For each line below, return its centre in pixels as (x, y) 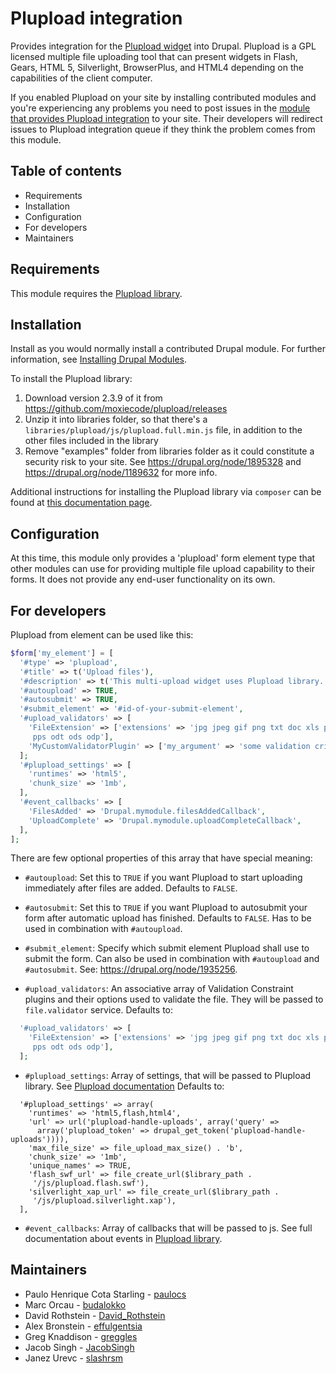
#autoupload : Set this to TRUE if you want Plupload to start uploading (163, 878)
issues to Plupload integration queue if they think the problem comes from (163, 129)
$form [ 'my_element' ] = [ (62, 653)
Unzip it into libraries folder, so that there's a (116, 419)
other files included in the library (91, 441)
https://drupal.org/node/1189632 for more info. (121, 473)
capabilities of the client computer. (81, 78)
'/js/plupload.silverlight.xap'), (104, 1200)
